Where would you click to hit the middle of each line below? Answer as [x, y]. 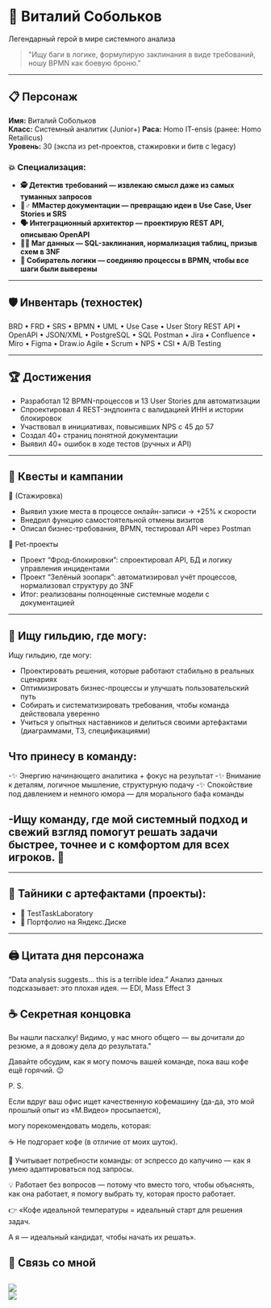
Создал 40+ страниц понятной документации [99, 435]
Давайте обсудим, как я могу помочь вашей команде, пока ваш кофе [128, 1062]
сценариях [39, 679]
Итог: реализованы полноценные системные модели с [115, 594]
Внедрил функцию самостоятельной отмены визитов [112, 520]
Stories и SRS [43, 214]
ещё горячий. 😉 [36, 1070]
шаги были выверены [58, 269]
